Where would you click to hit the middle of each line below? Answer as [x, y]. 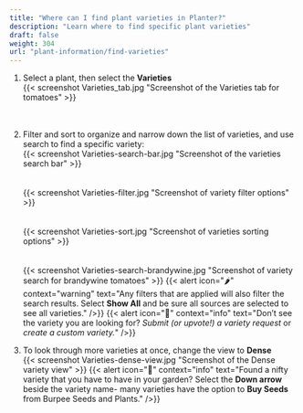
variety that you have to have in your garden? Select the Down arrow [152, 379]
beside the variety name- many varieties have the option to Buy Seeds [156, 389]
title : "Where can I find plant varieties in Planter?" [118, 18]
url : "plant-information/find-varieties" [89, 52]
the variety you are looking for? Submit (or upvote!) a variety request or [157, 323]
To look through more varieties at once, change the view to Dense [147, 350]
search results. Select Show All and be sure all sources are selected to [156, 303]
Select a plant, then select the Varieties [97, 78]
